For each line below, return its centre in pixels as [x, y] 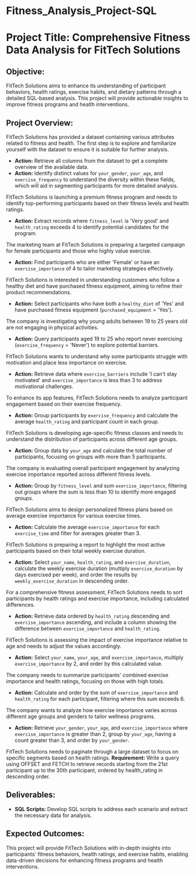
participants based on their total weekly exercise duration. [76, 551]
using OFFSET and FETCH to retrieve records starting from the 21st [87, 764]
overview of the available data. [51, 167]
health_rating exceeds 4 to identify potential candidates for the [92, 227]
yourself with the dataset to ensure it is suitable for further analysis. [87, 149]
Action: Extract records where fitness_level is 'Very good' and [92, 221]
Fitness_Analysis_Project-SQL [81, 11]
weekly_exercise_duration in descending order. [72, 581]
